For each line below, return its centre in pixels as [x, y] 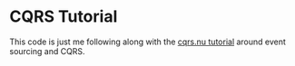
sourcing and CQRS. [47, 51]
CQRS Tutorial [64, 17]
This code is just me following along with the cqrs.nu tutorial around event [147, 42]
